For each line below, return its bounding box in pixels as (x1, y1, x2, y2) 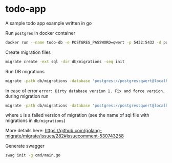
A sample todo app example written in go (5, 20, 92, 26)
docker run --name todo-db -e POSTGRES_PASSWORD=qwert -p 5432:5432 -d (5, 39, 161, 45)
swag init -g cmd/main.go (5, 153, 60, 158)
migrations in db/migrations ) (5, 117, 66, 124)
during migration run (5, 93, 49, 99)
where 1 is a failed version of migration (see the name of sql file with (5, 112, 149, 118)
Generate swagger (5, 143, 45, 149)
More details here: (5, 128, 44, 134)
